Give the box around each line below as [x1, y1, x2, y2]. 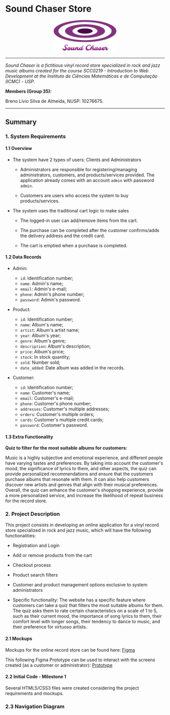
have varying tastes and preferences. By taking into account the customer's [5, 460, 163, 466]
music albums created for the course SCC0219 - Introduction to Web [5, 68, 149, 74]
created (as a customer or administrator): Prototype [5, 662, 113, 668]
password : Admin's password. [20, 296, 81, 303]
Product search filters [12, 572, 58, 578]
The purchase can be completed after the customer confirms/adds [20, 227, 159, 233]
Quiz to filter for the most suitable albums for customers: [5, 445, 127, 451]
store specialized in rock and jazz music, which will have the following [5, 528, 151, 534]
